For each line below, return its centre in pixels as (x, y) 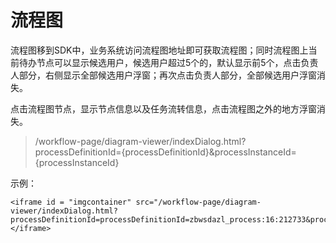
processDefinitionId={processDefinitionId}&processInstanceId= (165, 152)
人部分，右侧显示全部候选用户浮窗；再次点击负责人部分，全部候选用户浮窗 (163, 75)
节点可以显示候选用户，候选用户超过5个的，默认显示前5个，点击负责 (177, 62)
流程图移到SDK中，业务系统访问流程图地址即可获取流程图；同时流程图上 (159, 50)
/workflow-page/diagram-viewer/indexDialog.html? (140, 141)
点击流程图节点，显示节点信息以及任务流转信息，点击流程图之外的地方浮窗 (163, 108)
